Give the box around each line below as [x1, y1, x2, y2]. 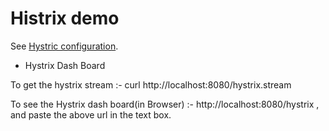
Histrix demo [10, 7, 120, 30]
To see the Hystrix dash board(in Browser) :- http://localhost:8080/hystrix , [10, 98, 320, 110]
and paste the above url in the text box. [10, 108, 172, 121]
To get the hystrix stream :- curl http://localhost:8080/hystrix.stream [10, 78, 292, 91]
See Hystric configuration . [10, 40, 119, 52]
